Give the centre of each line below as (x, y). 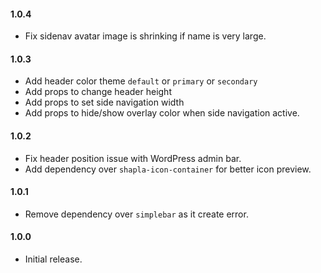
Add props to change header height (98, 92)
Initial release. (53, 259)
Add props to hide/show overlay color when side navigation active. (162, 113)
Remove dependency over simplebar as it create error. (136, 214)
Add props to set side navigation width (104, 102)
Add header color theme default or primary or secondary (141, 81)
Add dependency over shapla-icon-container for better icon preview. (168, 169)
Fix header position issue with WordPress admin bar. (133, 158)
